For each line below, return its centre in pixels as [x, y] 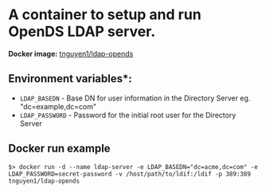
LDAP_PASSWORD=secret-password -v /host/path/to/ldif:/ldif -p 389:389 [129, 174]
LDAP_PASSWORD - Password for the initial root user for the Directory [128, 115]
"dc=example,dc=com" [58, 106]
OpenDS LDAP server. [82, 32]
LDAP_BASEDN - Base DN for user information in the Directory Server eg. [135, 98]
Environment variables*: [70, 79]
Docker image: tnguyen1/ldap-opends [71, 53]
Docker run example [59, 149]
